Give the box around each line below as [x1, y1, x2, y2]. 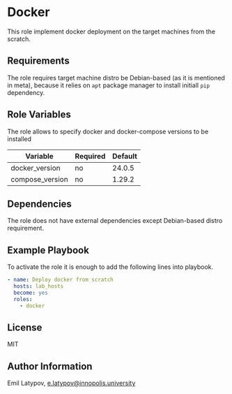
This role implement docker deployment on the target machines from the [7, 27, 216, 36]
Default [112, 151, 138, 161]
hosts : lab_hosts [13, 283, 64, 290]
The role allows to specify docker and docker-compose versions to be [7, 127, 209, 136]
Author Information [7, 360, 93, 372]
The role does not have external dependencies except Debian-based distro [7, 217, 223, 225]
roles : [13, 295, 33, 302]
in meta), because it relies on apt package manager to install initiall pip [7, 81, 210, 89]
